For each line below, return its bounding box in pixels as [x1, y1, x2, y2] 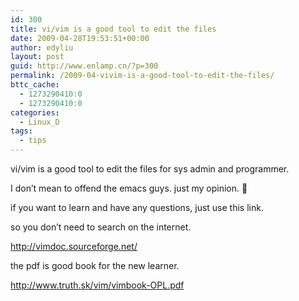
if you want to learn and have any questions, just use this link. [10, 202, 264, 213]
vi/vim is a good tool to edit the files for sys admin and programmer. [10, 163, 290, 175]
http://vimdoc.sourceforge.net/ [10, 241, 138, 252]
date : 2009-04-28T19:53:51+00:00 [10, 33, 150, 43]
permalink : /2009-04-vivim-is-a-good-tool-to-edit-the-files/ [10, 71, 275, 81]
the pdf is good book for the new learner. [10, 260, 180, 271]
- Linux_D [19, 117, 60, 127]
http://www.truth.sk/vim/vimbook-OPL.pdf [10, 279, 185, 291]
